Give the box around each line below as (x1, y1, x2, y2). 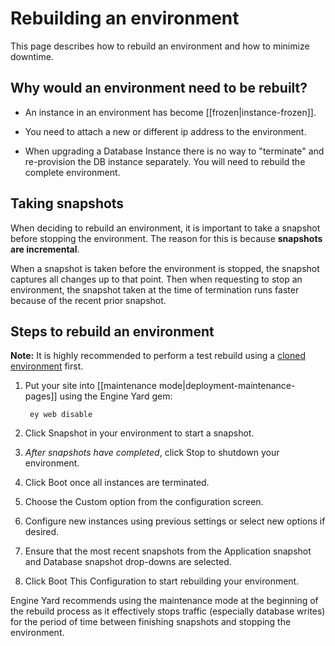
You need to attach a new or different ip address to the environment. (24, 125, 307, 137)
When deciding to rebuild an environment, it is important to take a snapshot (10, 222, 321, 234)
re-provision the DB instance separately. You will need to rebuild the (24, 155, 306, 167)
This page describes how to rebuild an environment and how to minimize (10, 40, 310, 52)
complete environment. (24, 166, 121, 178)
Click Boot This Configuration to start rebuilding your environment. (24, 575, 300, 587)
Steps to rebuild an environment (10, 323, 215, 340)
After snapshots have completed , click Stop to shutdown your (24, 447, 280, 459)
